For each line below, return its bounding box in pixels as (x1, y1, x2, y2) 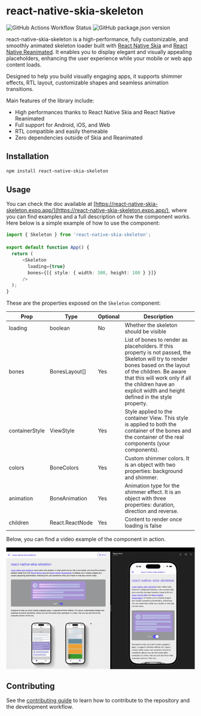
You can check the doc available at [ (6, 201, 96, 208)
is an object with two (124, 461, 176, 468)
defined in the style (124, 393, 172, 401)
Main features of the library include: (6, 97, 95, 104)
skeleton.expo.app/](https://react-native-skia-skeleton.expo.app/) (6, 207, 169, 214)
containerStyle (8, 427, 45, 435)
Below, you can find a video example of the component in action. (6, 535, 166, 542)
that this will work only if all (124, 374, 191, 381)
